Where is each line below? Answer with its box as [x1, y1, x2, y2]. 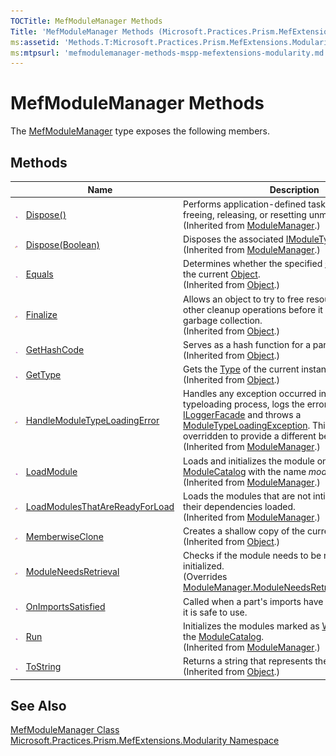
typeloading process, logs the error [183, 398, 328, 410]
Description [269, 183, 320, 195]
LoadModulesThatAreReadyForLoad [25, 500, 175, 512]
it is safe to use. [183, 606, 248, 618]
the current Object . [183, 268, 261, 280]
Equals [25, 268, 54, 280]
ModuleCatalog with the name [183, 465, 307, 477]
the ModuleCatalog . [183, 630, 265, 642]
